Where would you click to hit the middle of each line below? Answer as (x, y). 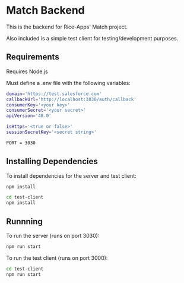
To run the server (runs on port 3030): (53, 236)
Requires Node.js (27, 71)
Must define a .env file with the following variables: (68, 83)
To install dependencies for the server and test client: (71, 175)
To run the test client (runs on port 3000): (57, 258)
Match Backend (45, 10)
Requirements (33, 57)
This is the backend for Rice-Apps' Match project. (67, 27)
